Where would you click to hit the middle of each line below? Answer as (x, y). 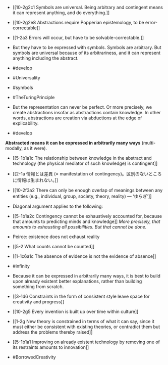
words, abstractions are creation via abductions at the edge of (77, 118)
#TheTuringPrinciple (34, 97)
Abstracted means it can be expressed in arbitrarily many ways (73, 143)
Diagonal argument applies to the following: (58, 206)
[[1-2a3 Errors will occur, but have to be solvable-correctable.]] (78, 38)
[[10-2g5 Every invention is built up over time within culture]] (75, 311)
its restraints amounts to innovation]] (51, 347)
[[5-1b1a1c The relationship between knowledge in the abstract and (82, 158)
